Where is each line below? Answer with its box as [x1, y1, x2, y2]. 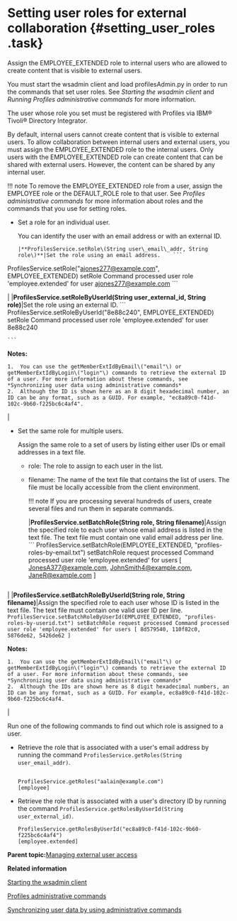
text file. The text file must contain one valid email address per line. [28, 533, 224, 541]
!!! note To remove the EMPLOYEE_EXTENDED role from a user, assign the [7, 181, 223, 190]
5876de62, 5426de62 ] [7, 632, 71, 639]
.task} [7, 36, 44, 51]
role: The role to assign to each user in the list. [28, 462, 164, 470]
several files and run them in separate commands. [28, 504, 175, 513]
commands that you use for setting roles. [7, 204, 127, 212]
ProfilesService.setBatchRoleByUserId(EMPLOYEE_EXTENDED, [7, 613, 182, 621]
